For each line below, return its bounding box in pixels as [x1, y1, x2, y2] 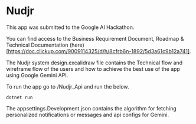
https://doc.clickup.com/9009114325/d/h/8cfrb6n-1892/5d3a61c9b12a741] [8, 47, 190, 54]
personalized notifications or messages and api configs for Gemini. [6, 111, 169, 118]
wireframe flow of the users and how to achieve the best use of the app [6, 65, 180, 72]
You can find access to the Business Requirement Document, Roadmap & [6, 35, 184, 42]
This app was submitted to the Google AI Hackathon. [6, 24, 135, 31]
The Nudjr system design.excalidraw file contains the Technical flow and [6, 59, 183, 66]
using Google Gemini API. [6, 71, 68, 79]
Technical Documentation [6, 41, 68, 48]
